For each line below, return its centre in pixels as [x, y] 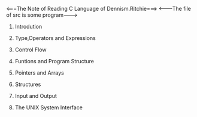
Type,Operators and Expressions [55, 38]
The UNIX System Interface [49, 107]
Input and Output [36, 96]
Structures [28, 84]
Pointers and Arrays [39, 73]
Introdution [28, 27]
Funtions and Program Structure [54, 61]
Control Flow [31, 50]
